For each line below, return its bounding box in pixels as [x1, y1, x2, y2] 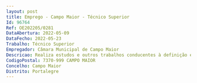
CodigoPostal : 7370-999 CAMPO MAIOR [6, 57, 96, 63]
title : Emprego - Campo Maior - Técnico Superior [6, 14, 130, 20]
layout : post [6, 8, 38, 15]
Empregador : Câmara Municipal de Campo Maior [6, 47, 119, 53]
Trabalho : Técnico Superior [6, 41, 75, 47]
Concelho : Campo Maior [6, 63, 62, 69]
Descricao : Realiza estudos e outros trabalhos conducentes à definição [6, 52, 188, 58]
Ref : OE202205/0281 [6, 25, 54, 31]
